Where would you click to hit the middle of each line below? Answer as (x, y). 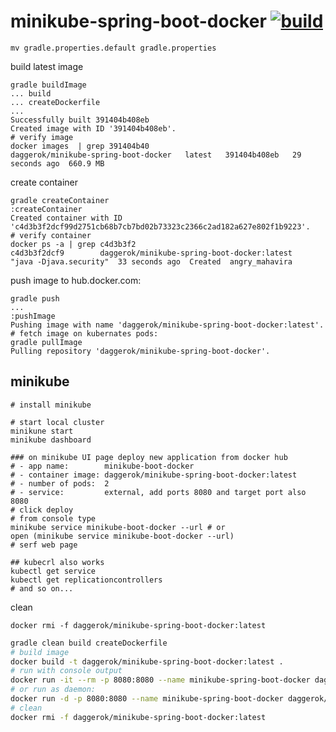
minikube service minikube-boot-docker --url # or (118, 527)
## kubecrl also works (57, 562)
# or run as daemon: (53, 690)
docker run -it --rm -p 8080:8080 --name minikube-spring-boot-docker (160, 680)
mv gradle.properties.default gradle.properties (113, 48)
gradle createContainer (60, 200)
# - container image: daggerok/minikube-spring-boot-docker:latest (154, 475)
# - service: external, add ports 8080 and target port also (158, 492)
